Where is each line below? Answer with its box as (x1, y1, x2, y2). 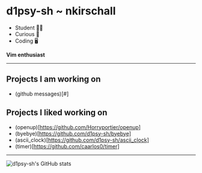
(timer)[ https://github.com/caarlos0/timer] (14, 142, 120, 150)
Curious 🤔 (14, 30, 40, 37)
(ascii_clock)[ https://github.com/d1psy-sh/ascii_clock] (14, 136, 149, 144)
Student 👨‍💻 (14, 24, 43, 31)
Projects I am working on (6, 74, 101, 85)
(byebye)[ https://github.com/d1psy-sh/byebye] (14, 130, 131, 137)
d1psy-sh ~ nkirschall (6, 4, 116, 18)
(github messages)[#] (14, 90, 69, 97)
